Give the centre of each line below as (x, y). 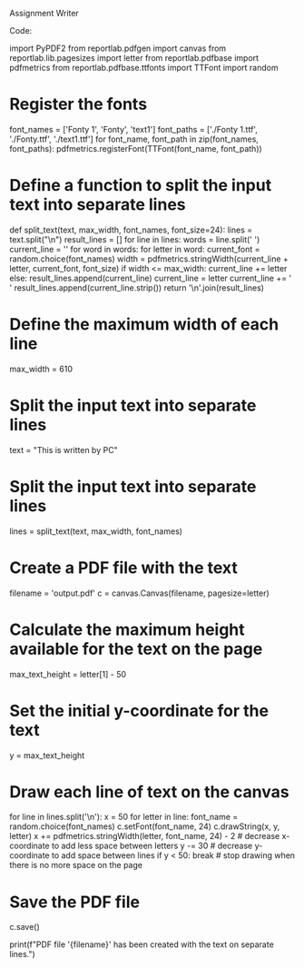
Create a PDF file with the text (123, 568)
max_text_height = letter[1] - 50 (68, 674)
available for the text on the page (136, 649)
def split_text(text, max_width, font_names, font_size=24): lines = (131, 230)
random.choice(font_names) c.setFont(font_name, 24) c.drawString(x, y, (145, 826)
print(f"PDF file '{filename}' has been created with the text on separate (142, 944)
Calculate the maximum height (127, 629)
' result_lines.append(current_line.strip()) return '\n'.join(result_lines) (137, 287)
